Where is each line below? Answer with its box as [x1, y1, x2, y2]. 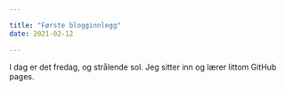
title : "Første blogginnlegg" [9, 21, 122, 29]
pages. [9, 70, 35, 81]
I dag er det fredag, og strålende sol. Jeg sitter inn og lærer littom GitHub [9, 62, 277, 72]
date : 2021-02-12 [9, 29, 74, 38]
